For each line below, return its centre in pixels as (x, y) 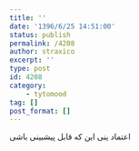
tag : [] (24, 102)
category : (28, 86)
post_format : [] (40, 111)
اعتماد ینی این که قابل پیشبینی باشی (70, 136)
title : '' (28, 18)
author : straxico (42, 52)
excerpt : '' (32, 60)
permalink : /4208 (42, 43)
